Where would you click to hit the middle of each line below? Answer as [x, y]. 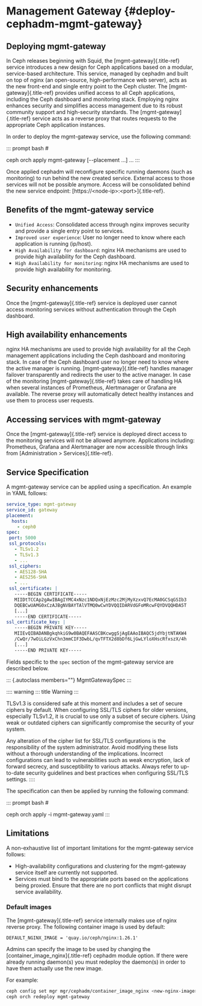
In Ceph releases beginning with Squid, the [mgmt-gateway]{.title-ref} [93, 61]
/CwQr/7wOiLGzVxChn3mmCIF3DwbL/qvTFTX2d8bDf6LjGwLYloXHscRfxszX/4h [100, 639]
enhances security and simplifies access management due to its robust [94, 106]
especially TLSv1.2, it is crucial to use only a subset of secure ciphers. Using [101, 716]
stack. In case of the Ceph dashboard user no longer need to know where [98, 362]
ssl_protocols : [28, 544]
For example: [23, 980]
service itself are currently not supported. [66, 872]
